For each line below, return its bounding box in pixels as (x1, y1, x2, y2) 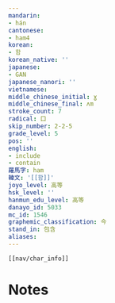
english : (8, 144, 37, 152)
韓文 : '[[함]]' (8, 174, 55, 182)
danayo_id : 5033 (8, 203, 62, 211)
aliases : (8, 233, 37, 241)
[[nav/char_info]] (8, 255, 69, 263)
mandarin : (8, 11, 41, 20)
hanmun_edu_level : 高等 (8, 196, 85, 204)
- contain (8, 159, 41, 167)
